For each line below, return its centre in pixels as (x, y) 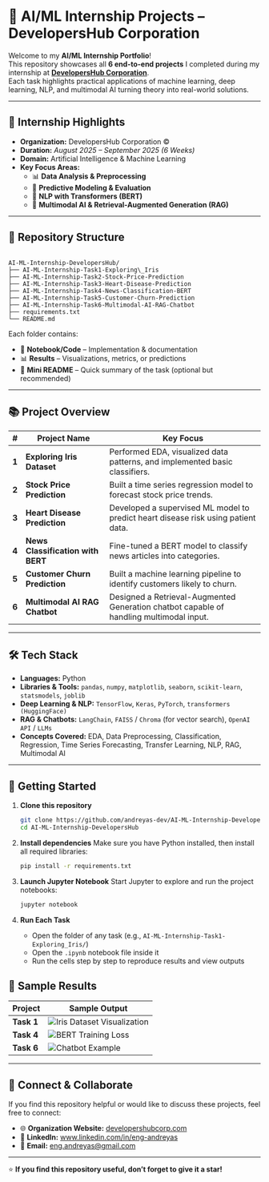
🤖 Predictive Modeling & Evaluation (91, 187)
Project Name (64, 438)
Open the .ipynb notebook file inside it (95, 952)
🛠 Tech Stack (43, 655)
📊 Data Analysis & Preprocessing (89, 176)
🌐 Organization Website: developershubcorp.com (103, 1128)
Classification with (62, 551)
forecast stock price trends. (161, 495)
